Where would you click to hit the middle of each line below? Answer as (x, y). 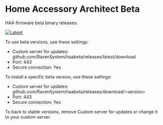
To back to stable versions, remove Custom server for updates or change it (81, 112)
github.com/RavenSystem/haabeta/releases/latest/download (74, 57)
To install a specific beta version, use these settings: (59, 77)
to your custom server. (28, 117)
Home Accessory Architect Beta (72, 9)
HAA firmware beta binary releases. (41, 23)
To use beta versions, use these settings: (47, 42)
